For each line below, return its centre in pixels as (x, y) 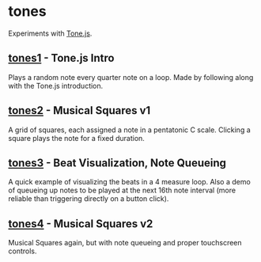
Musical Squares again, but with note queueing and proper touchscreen (125, 243)
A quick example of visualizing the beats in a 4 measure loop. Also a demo (129, 182)
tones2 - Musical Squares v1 (79, 110)
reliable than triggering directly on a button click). (89, 199)
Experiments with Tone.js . (50, 33)
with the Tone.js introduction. (56, 85)
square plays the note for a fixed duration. (76, 138)
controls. (23, 251)
